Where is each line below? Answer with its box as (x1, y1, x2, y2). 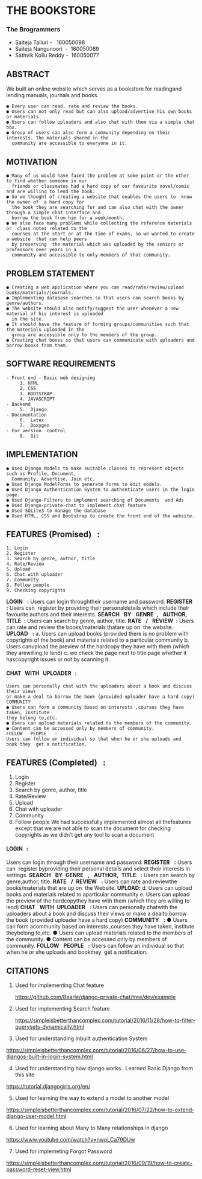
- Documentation (6, 412, 47, 418)
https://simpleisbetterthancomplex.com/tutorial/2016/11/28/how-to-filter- (14, 1017, 196, 1024)
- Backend (6, 401, 31, 407)
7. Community (6, 577, 39, 583)
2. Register (6, 551, 36, 557)
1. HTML (19, 380, 39, 386)
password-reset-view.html (6, 1166, 72, 1173)
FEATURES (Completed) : (6, 757, 106, 767)
